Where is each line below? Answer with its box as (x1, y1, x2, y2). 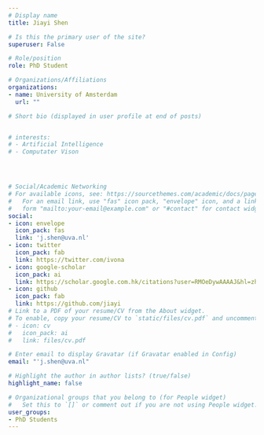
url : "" (15, 98, 41, 106)
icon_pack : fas (15, 227, 65, 234)
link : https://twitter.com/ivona (15, 256, 125, 264)
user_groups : (8, 408, 51, 416)
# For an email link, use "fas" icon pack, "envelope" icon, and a (8, 197, 241, 205)
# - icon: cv (8, 322, 51, 330)
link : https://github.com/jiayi (15, 300, 122, 308)
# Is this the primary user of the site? (8, 33, 146, 41)
